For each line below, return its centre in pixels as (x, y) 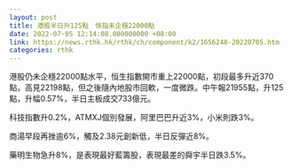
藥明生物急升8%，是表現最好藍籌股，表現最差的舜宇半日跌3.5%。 (130, 155)
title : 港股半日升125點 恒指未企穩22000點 (82, 26)
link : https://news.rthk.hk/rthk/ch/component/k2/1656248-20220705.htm (144, 42)
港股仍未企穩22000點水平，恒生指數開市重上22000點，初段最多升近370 (142, 77)
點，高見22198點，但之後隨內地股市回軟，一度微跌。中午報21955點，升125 (146, 88)
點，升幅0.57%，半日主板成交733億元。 (83, 99)
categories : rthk (41, 50)
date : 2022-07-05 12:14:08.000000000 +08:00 (93, 34)
